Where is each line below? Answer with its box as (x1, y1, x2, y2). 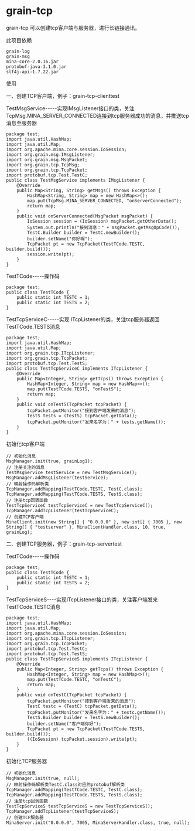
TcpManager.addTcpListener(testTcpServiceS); (6, 808, 119, 814)
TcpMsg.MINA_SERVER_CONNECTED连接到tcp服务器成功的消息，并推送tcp (6, 112, 189, 119)
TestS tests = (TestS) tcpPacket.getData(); (27, 413, 138, 418)
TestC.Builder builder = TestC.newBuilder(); (27, 230, 141, 236)
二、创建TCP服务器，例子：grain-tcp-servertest (6, 540, 122, 547)
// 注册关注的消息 (6, 464, 45, 470)
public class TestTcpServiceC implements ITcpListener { (6, 365, 148, 372)
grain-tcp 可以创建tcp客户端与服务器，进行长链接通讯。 (6, 24, 141, 31)
